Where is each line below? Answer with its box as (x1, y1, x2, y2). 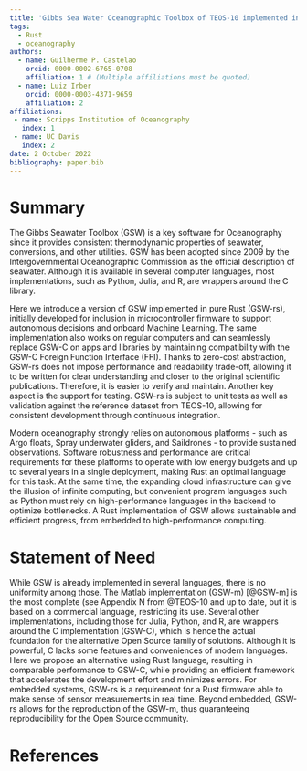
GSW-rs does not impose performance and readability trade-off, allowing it (9, 362, 292, 373)
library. (9, 285, 37, 297)
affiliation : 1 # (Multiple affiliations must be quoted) (26, 73, 251, 82)
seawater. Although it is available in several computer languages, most (9, 266, 275, 277)
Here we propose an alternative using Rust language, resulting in (9, 655, 253, 666)
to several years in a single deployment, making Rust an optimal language (9, 467, 286, 478)
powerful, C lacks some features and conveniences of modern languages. (9, 645, 288, 656)
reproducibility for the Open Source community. (9, 713, 189, 724)
